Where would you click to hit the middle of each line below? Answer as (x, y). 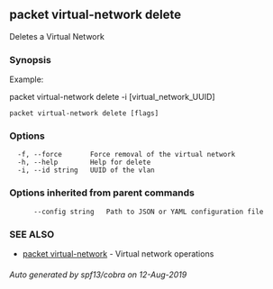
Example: (27, 79)
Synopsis (30, 59)
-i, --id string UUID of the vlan (86, 170)
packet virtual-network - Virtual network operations (118, 254)
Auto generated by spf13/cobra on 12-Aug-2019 (98, 275)
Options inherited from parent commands (102, 193)
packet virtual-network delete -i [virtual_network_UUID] (112, 97)
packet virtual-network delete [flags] (84, 113)
